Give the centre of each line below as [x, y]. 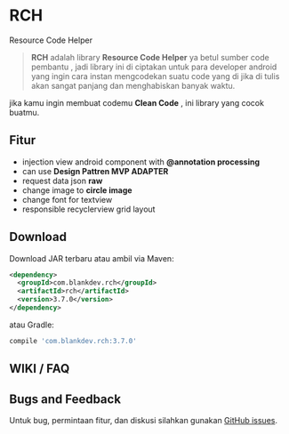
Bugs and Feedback [65, 399]
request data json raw [62, 181]
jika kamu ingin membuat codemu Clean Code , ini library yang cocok [137, 102]
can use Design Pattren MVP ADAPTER [95, 171]
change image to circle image [77, 190]
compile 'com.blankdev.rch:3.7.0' [73, 341]
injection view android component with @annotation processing [141, 162]
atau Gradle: [32, 325]
